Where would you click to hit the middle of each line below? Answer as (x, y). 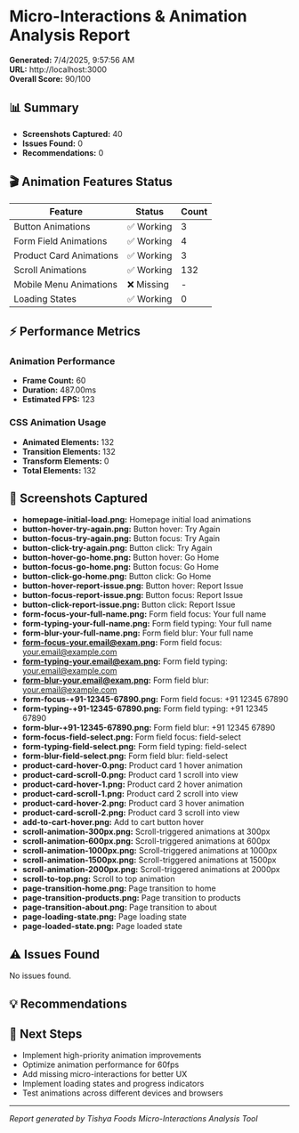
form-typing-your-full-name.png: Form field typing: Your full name (147, 624)
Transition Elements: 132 (69, 451)
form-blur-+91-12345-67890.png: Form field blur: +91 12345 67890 (149, 728)
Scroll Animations (50, 270)
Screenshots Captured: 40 (72, 134)
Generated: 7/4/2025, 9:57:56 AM (72, 60)
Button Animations (52, 226)
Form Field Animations (61, 240)
